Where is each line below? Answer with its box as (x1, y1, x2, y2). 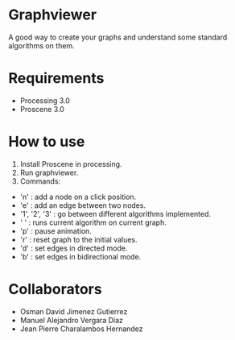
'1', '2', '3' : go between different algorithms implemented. (19, 209, 212, 218)
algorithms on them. (8, 40, 75, 50)
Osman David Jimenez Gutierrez (19, 306, 128, 316)
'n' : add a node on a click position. (19, 192, 137, 201)
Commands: (19, 176, 61, 186)
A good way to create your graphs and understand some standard (8, 32, 228, 42)
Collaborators (8, 280, 102, 298)
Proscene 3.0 (19, 104, 64, 114)
